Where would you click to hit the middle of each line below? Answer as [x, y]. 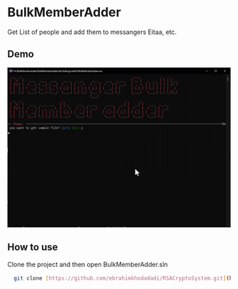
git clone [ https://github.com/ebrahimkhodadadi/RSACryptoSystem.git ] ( [122, 278]
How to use [33, 248]
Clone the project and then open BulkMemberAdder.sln [88, 264]
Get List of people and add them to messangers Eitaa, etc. [92, 32]
